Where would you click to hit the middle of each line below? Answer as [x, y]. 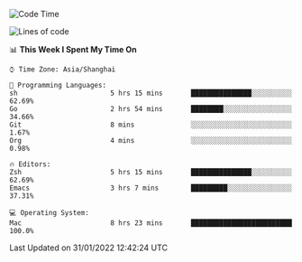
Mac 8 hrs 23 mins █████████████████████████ [151, 223]
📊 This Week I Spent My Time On [73, 49]
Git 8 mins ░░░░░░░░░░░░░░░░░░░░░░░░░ [151, 125]
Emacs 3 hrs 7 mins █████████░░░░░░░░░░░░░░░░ [151, 188]
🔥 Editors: [30, 164]
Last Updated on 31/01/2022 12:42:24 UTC [89, 248]
